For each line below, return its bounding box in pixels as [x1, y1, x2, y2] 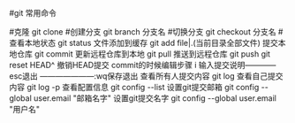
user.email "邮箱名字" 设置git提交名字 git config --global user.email [34, 93, 276, 104]
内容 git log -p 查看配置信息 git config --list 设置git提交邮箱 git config [9, 82, 260, 92]
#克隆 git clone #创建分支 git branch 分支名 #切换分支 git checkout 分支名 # [9, 27, 284, 37]
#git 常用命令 [9, 8, 57, 18]
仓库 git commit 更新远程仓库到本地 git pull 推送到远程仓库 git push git [16, 49, 271, 59]
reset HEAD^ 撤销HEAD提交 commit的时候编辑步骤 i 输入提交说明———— [9, 60, 276, 70]
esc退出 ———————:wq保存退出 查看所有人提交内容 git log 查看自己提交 [9, 71, 284, 81]
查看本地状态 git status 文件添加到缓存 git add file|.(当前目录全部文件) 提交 [9, 38, 278, 48]
